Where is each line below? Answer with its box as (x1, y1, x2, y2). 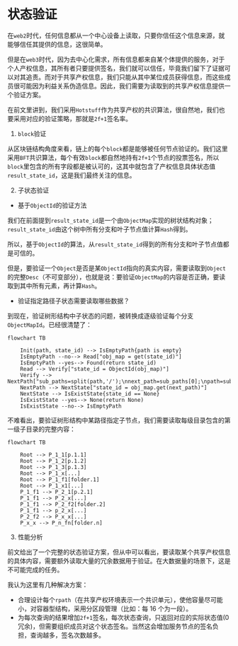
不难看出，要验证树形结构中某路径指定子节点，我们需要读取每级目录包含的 (7, 415, 225, 425)
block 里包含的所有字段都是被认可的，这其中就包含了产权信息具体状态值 (7, 162, 216, 171)
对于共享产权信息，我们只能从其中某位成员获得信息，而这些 (50, 72, 225, 81)
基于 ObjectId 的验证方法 (17, 201, 87, 209)
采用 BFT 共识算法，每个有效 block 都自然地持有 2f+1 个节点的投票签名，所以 (7, 153, 220, 161)
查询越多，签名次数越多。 (30, 630, 105, 639)
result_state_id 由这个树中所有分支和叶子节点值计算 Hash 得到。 (7, 224, 193, 233)
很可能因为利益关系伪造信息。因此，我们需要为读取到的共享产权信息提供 (13, 81, 225, 90)
